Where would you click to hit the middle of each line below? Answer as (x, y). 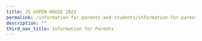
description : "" (26, 23)
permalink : (20, 17)
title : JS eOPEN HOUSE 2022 (41, 12)
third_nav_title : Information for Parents (60, 29)
